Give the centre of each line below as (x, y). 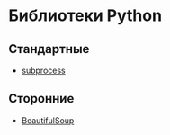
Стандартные (49, 49)
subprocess (43, 70)
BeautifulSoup (48, 120)
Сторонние (41, 99)
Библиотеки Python (85, 16)
